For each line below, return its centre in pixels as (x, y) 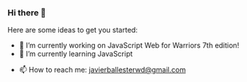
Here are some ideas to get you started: (73, 30)
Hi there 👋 (27, 13)
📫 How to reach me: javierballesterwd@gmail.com (102, 70)
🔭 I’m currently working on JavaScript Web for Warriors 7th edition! (129, 45)
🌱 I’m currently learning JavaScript (76, 54)
